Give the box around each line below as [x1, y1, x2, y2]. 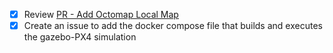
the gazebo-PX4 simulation [23, 31, 137, 43]
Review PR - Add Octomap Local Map [23, 9, 179, 20]
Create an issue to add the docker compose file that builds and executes [23, 20, 323, 32]
